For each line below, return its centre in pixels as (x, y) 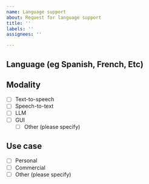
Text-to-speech (35, 99)
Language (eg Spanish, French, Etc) (75, 64)
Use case (24, 146)
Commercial (30, 168)
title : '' (19, 23)
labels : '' (20, 29)
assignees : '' (24, 34)
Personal (26, 160)
